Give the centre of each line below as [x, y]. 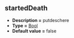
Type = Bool [25, 25]
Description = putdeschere [41, 20]
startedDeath [26, 8]
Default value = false [34, 31]
